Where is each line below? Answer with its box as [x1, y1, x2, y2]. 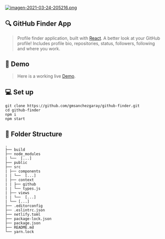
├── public [5, 160, 28, 165]
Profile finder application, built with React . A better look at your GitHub [17, 35, 160, 41]
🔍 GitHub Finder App [5, 20, 71, 28]
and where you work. [17, 45, 61, 51]
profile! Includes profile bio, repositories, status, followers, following [17, 40, 155, 46]
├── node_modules [5, 152, 41, 157]
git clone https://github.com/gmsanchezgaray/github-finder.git [5, 104, 140, 109]
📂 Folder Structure [5, 130, 63, 138]
